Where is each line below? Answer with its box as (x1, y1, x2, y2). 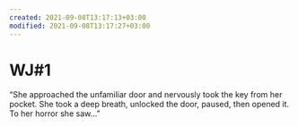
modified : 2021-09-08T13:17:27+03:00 (9, 21, 151, 30)
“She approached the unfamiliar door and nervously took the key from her (9, 89, 283, 100)
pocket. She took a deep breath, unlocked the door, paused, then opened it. (9, 99, 290, 110)
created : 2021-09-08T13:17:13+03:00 (9, 13, 146, 22)
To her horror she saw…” (9, 108, 101, 119)
